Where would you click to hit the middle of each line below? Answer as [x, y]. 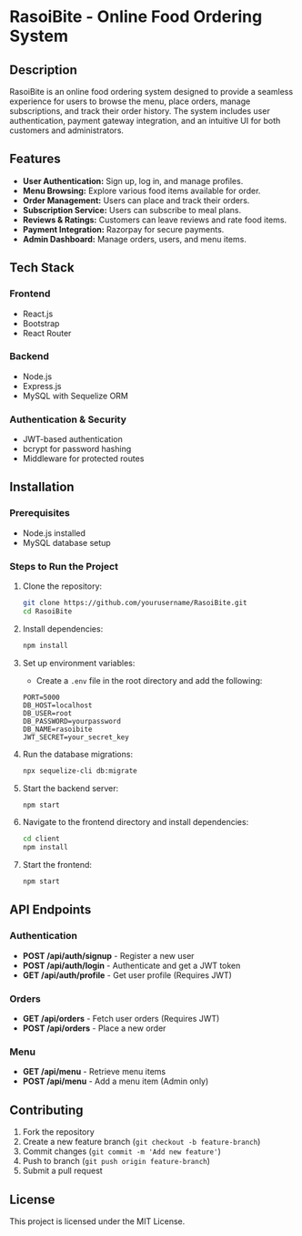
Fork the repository [59, 1132]
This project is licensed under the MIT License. [97, 1221]
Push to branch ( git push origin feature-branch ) [116, 1161]
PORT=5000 [41, 697]
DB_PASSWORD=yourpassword [71, 721]
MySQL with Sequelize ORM [75, 396]
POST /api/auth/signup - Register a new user [108, 955]
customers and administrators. [67, 130]
